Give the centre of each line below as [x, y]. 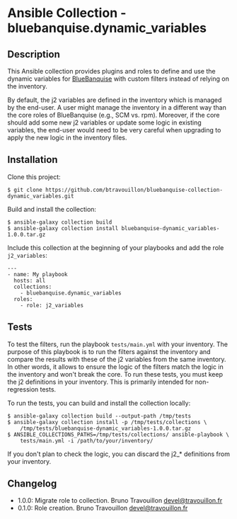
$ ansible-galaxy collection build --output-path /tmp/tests [99, 416]
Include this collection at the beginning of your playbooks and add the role [116, 247]
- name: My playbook [38, 274]
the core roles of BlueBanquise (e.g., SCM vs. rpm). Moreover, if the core [114, 115]
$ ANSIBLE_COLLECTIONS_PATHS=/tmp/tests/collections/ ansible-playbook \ [118, 434]
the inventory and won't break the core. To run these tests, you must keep [115, 374]
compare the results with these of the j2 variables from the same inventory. [117, 359]
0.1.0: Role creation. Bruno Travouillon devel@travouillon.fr [103, 508]
